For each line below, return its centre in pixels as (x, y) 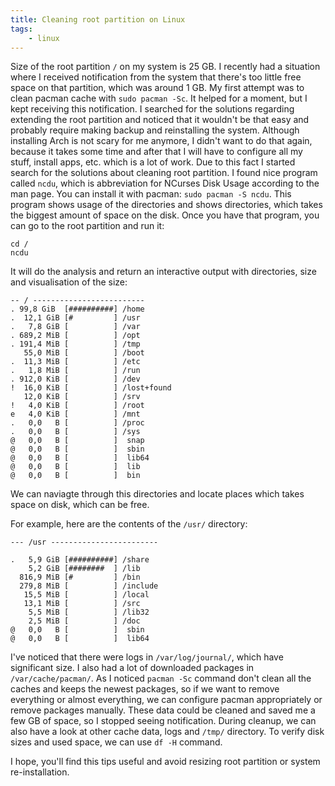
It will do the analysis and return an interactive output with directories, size (163, 272)
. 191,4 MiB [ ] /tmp (75, 344)
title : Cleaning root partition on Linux (98, 19)
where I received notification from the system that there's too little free (156, 77)
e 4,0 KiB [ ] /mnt (75, 414)
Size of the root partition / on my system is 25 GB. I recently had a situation (165, 67)
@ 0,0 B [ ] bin (75, 476)
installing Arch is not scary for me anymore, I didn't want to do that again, (161, 141)
